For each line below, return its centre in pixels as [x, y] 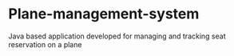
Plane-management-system [104, 14]
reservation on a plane [45, 44]
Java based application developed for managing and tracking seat [117, 36]
